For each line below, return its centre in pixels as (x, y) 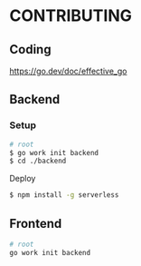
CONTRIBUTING (71, 16)
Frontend (36, 223)
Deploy (23, 179)
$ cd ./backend (38, 161)
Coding (30, 49)
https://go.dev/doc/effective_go (68, 71)
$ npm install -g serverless (64, 195)
